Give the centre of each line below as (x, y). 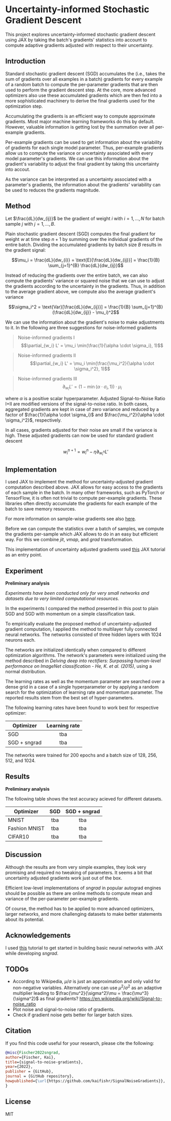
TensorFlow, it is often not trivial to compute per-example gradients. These (84, 498)
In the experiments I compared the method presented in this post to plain (82, 608)
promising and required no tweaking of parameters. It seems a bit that (79, 872)
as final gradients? (59, 998)
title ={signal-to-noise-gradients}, (44, 1062)
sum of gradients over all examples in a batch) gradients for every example (84, 79)
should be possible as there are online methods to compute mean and (79, 893)
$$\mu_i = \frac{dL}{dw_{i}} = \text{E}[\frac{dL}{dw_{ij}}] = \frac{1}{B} (86, 260)
